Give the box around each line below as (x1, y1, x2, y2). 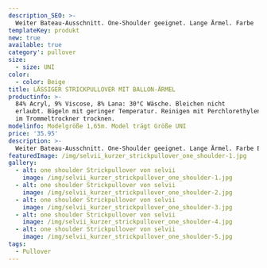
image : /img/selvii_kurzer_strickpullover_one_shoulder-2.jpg (22, 188, 233, 197)
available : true (8, 41, 62, 49)
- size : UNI (15, 63, 56, 71)
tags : (8, 240, 26, 248)
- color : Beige (15, 78, 66, 86)
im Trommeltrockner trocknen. (15, 115, 115, 123)
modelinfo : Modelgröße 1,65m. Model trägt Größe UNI (8, 122, 187, 130)
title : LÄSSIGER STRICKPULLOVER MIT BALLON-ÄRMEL (8, 85, 176, 94)
